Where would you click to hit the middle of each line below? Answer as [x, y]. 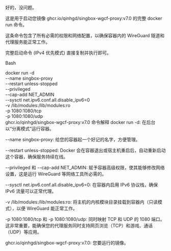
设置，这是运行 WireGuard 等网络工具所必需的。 [56, 174]
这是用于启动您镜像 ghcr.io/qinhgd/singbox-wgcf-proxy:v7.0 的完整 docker [84, 18]
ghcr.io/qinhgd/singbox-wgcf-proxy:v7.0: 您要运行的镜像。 [67, 243]
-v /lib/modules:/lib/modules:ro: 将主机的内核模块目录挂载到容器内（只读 [82, 202]
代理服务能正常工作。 [28, 42]
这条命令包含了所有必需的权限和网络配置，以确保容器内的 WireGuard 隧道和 [85, 35]
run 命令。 [16, 25]
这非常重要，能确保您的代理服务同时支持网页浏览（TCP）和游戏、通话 [79, 225]
